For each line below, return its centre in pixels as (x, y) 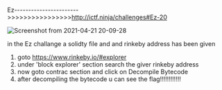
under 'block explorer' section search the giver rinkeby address (108, 64)
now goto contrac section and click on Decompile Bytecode (103, 72)
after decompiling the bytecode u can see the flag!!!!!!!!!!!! (99, 79)
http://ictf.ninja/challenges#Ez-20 (120, 17)
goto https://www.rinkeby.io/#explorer (72, 57)
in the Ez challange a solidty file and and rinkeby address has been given (111, 44)
